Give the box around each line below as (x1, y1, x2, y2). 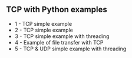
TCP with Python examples (6, 5, 107, 15)
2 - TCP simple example (14, 26, 74, 33)
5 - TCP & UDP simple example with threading (14, 45, 127, 52)
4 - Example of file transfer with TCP (14, 39, 104, 46)
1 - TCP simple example (14, 20, 72, 27)
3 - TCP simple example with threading (14, 32, 110, 40)
